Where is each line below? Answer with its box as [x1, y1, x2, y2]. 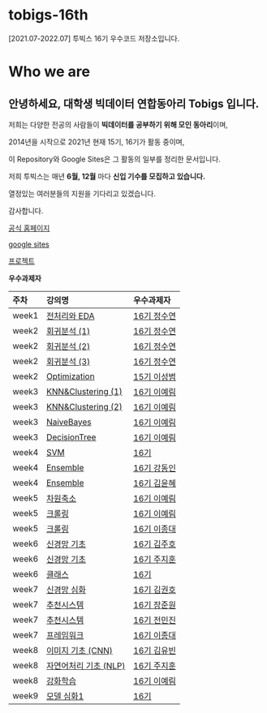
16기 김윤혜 [133, 477, 177, 488]
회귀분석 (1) [45, 325, 91, 337]
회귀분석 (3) [45, 355, 91, 367]
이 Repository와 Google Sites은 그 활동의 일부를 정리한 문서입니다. [8, 154, 222, 164]
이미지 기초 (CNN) [45, 645, 114, 656]
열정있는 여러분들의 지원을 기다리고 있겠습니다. [8, 188, 157, 198]
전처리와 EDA [45, 310, 95, 321]
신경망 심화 [45, 584, 87, 595]
